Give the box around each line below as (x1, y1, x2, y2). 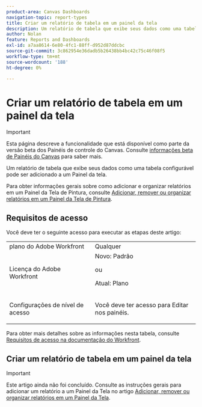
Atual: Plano (95, 279, 129, 287)
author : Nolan (6, 31, 42, 37)
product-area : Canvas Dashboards (6, 8, 90, 15)
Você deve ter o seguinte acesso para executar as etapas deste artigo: (6, 229, 182, 236)
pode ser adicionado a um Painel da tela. (6, 171, 107, 178)
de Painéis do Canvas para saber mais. (6, 153, 103, 160)
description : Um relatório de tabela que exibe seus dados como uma (6, 25, 182, 32)
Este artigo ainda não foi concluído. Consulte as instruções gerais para (6, 381, 182, 388)
